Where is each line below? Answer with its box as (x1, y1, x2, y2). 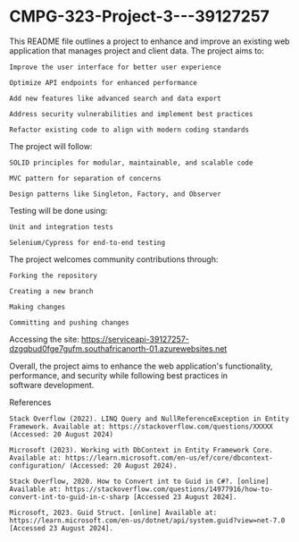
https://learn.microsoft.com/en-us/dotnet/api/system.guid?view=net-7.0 (9, 516, 286, 525)
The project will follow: (9, 140, 93, 151)
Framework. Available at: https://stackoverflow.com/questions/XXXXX (9, 422, 274, 431)
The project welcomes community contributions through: (9, 253, 219, 265)
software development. (9, 379, 95, 390)
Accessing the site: (9, 334, 80, 344)
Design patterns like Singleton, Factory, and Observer (9, 190, 221, 199)
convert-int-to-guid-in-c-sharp (9, 492, 129, 502)
